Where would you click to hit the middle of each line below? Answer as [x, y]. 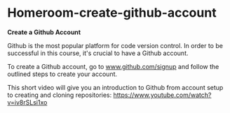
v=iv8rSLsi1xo [27, 102]
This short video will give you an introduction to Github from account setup [115, 87]
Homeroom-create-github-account [112, 13]
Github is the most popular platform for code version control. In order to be [115, 45]
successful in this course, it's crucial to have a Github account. [98, 53]
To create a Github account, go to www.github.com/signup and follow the [113, 66]
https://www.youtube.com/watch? [162, 95]
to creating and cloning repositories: [60, 95]
